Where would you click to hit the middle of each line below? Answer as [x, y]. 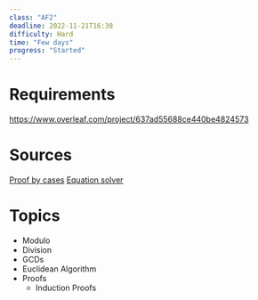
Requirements [62, 95]
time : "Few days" [41, 42]
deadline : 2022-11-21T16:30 [61, 26]
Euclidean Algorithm [59, 269]
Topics [35, 216]
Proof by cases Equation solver [66, 180]
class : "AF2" [33, 17]
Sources [41, 155]
